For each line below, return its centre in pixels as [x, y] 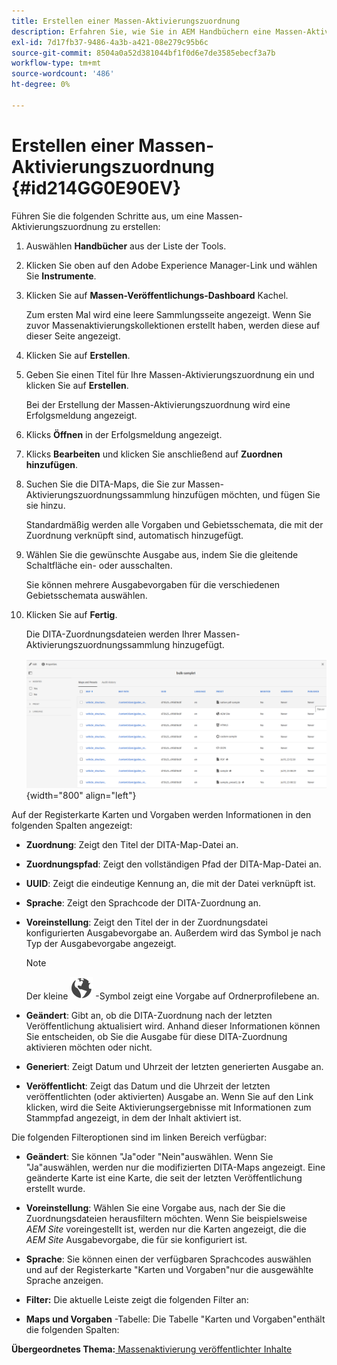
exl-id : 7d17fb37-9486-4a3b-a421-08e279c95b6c [110, 42]
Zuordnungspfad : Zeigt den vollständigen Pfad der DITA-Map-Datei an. [173, 864]
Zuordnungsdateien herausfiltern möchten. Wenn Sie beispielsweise [166, 1218]
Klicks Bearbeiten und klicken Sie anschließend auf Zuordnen [154, 454]
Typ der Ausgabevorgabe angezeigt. [101, 943]
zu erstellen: [135, 226]
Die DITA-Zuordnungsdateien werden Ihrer [113, 634]
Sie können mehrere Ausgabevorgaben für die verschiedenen [153, 584]
